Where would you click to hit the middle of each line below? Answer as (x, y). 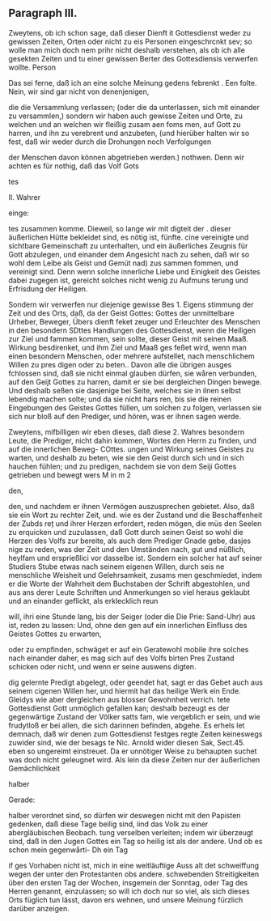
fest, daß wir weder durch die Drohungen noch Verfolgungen (110, 142)
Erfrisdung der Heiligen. (48, 289)
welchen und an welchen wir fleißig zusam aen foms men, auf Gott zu (125, 124)
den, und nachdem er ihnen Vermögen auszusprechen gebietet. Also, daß (131, 506)
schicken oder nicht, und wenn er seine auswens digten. (102, 666)
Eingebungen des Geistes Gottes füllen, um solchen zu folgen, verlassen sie (135, 407)
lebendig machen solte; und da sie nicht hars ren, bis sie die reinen (120, 399)
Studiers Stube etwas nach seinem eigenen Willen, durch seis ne (116, 567)
